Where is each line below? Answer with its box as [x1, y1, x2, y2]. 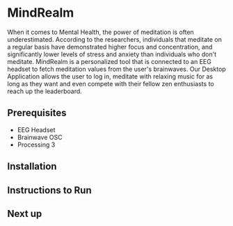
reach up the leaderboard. [7, 87, 82, 95]
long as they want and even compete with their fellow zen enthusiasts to [7, 79, 214, 88]
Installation [7, 161, 57, 172]
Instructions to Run [7, 184, 92, 196]
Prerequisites [7, 107, 67, 119]
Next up [7, 207, 42, 220]
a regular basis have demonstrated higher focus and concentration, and [7, 42, 213, 51]
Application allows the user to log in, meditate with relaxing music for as [7, 72, 214, 81]
